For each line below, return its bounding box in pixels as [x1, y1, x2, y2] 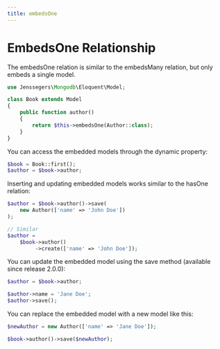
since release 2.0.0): [7, 265, 66, 274]
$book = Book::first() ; [7, 161, 76, 168]
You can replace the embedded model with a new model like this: [7, 310, 194, 319]
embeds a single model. [7, 70, 76, 78]
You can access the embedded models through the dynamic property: [7, 147, 208, 156]
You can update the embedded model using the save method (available [7, 258, 211, 266]
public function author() [19, 109, 95, 116]
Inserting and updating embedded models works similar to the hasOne [7, 179, 209, 188]
